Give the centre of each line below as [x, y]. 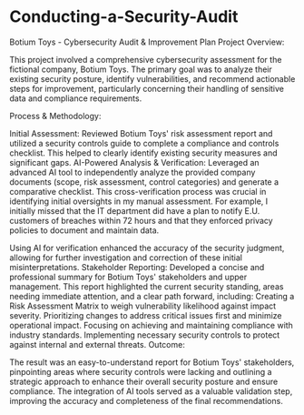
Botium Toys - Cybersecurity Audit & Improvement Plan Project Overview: [147, 42]
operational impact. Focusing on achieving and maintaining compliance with [151, 325]
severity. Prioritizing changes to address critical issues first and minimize [146, 315]
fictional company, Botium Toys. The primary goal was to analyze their [141, 69]
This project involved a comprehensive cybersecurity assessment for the [146, 59]
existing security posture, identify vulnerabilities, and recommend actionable [152, 78]
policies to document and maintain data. [84, 230]
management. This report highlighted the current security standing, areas [147, 286]
